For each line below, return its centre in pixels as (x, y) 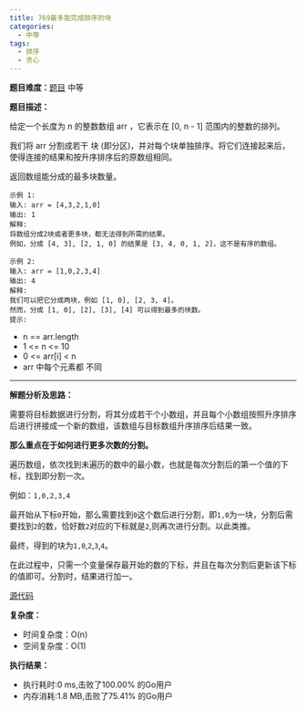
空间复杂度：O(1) (54, 646)
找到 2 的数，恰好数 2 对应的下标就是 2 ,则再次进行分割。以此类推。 (136, 526)
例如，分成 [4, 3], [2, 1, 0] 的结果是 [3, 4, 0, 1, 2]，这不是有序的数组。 (145, 244)
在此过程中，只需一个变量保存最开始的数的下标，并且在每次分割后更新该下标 (153, 565)
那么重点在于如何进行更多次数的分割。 (81, 445)
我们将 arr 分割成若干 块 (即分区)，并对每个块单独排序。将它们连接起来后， (150, 146)
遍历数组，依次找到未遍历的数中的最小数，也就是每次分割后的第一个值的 (145, 465)
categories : (32, 26)
